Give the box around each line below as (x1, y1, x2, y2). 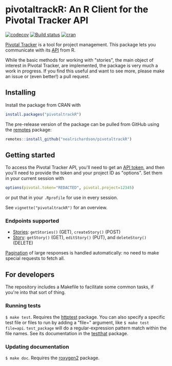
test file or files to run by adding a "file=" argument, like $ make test (5, 319, 149, 325)
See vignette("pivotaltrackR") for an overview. (5, 205, 108, 211)
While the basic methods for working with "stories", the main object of (5, 57, 154, 63)
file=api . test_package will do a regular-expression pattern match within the (5, 325, 167, 331)
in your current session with (5, 175, 64, 181)
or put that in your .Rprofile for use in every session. (5, 194, 118, 201)
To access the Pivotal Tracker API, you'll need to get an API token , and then (5, 164, 165, 171)
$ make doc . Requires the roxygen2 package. (5, 355, 100, 361)
